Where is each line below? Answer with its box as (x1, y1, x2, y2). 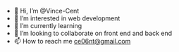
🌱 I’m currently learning (13, 22, 82, 30)
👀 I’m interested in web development (13, 14, 121, 22)
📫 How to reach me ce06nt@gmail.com (13, 37, 131, 45)
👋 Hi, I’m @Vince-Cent (13, 7, 80, 15)
